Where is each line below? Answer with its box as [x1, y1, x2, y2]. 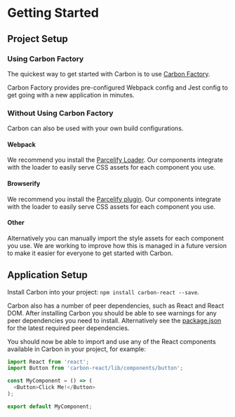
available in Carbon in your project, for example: [7, 345, 146, 353]
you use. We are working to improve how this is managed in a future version [7, 241, 227, 249]
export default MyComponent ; [7, 403, 93, 410]
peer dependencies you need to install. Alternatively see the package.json [7, 316, 222, 324]
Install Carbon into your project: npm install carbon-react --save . [7, 287, 200, 296]
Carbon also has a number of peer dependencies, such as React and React [7, 301, 224, 310]
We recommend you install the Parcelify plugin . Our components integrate [7, 195, 221, 203]
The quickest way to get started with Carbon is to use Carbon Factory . [7, 69, 210, 78]
